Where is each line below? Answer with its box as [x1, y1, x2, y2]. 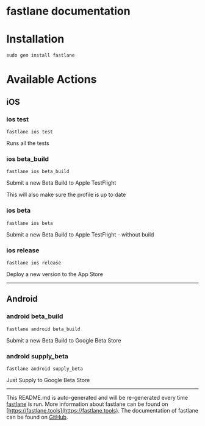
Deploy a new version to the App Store [6, 270, 104, 278]
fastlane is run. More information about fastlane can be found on [6, 400, 168, 408]
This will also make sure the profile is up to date [6, 191, 126, 199]
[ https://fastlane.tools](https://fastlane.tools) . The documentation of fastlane [6, 406, 198, 414]
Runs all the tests [6, 140, 50, 147]
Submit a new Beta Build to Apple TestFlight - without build [6, 230, 154, 238]
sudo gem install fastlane [6, 52, 75, 59]
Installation [6, 32, 65, 46]
